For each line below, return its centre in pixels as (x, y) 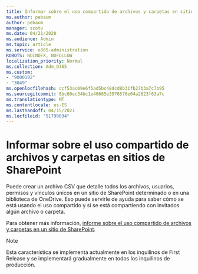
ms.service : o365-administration (47, 50)
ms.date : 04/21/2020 (32, 34)
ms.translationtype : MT (35, 99)
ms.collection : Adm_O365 (37, 66)
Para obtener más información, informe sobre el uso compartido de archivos (99, 223)
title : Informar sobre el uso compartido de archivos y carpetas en (92, 12)
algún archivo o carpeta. (36, 212)
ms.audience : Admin (30, 39)
